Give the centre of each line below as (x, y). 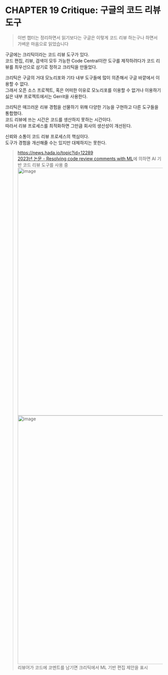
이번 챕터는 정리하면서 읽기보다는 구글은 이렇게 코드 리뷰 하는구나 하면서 (87, 38)
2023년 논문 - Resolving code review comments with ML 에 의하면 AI (87, 159)
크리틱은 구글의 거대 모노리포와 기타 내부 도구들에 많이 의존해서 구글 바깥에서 (80, 78)
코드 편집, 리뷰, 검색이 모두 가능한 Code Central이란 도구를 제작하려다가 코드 (80, 61)
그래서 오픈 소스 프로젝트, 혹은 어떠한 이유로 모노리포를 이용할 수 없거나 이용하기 (83, 90)
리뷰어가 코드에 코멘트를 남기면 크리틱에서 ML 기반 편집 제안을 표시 (83, 667)
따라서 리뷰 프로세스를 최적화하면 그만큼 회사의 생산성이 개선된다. (69, 126)
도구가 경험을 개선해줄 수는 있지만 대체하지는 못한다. (56, 143)
